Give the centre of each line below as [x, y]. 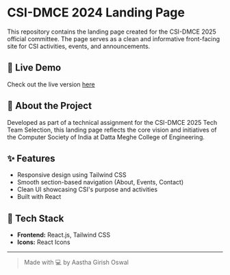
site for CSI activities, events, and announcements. [79, 46]
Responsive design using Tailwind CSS [72, 175]
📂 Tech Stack [36, 218]
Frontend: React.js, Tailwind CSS [64, 235]
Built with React [39, 197]
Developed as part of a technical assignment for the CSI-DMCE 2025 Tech [112, 122]
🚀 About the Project [50, 106]
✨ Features [31, 158]
